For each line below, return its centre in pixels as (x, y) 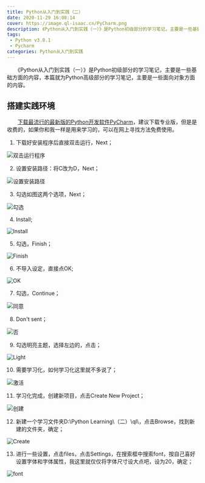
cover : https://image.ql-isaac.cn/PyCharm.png (67, 23)
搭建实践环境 (31, 106)
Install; (24, 219)
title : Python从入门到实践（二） (45, 12)
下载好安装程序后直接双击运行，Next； (64, 142)
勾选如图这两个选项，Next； (51, 194)
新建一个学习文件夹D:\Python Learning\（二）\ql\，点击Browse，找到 (102, 421)
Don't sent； (31, 319)
